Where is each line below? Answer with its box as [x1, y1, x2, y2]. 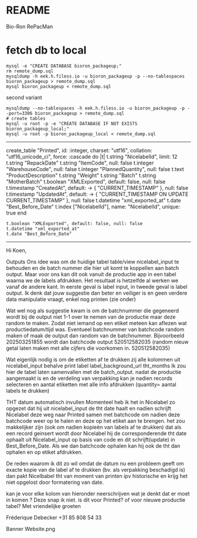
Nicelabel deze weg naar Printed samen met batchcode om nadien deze [6, 411, 181, 418]
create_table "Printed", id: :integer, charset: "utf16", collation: [6, 146, 152, 153]
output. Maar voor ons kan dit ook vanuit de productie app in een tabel [6, 270, 176, 278]
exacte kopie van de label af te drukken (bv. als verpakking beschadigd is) [6, 466, 186, 473]
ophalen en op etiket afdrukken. [6, 448, 83, 456]
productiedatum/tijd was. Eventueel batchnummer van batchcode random [6, 326, 185, 333]
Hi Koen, [6, 246, 27, 253]
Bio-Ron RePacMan [6, 23, 53, 30]
